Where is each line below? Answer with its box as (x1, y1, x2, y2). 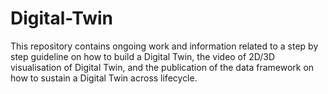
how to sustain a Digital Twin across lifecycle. (10, 72, 198, 84)
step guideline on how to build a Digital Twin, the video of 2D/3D (10, 50, 276, 62)
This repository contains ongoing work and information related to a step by (10, 40, 319, 52)
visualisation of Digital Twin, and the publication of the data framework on (10, 61, 315, 73)
